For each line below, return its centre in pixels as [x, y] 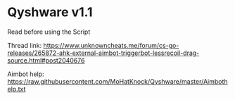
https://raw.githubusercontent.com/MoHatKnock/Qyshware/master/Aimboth [118, 81]
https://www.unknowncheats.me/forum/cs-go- [111, 45]
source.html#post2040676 [46, 60]
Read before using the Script [49, 32]
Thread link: [25, 45]
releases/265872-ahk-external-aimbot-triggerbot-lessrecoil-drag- [103, 53]
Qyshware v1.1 [50, 12]
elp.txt [17, 89]
